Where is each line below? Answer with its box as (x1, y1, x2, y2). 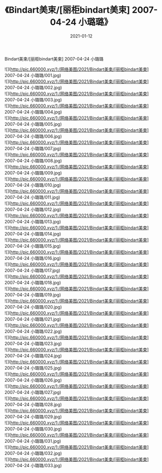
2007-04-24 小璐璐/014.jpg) (4, 231, 61, 236)
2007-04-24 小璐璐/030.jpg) (4, 426, 62, 432)
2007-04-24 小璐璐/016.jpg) (4, 255, 61, 261)
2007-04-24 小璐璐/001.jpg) (4, 72, 61, 78)
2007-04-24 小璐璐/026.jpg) (4, 377, 62, 383)
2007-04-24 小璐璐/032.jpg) (4, 450, 62, 456)
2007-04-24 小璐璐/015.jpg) (4, 243, 61, 249)
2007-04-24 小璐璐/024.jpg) (4, 353, 62, 358)
